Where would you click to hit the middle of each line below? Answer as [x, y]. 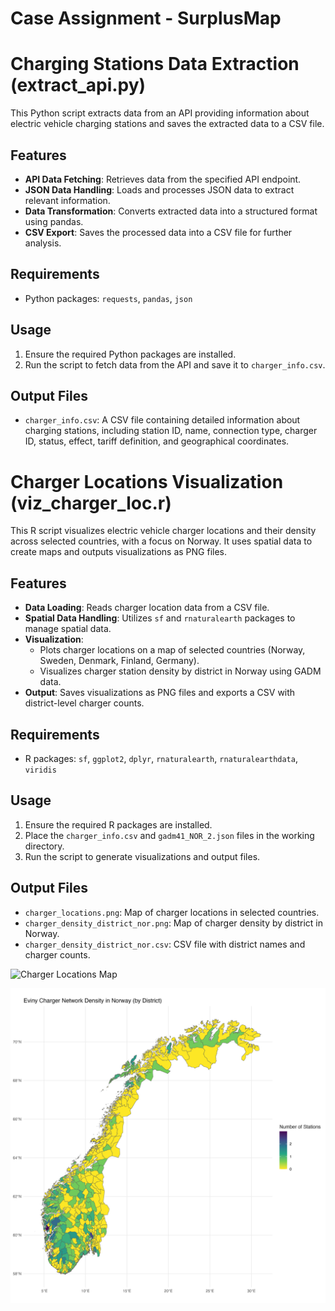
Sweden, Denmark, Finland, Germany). [119, 661]
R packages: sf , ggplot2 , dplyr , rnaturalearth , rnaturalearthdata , [161, 758]
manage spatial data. [68, 629]
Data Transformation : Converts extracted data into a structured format [171, 211]
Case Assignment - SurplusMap [146, 18]
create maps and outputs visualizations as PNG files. [119, 552]
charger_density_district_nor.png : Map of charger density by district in [173, 923]
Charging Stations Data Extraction [155, 64]
